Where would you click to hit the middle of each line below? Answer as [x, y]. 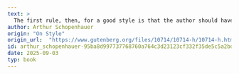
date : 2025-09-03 [33, 54]
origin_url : [25, 40]
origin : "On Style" [36, 33]
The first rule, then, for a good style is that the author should [116, 20]
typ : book [22, 60]
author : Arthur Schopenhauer [51, 27]
